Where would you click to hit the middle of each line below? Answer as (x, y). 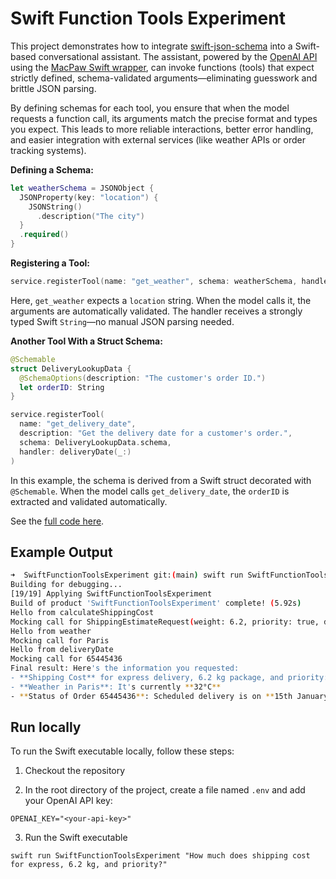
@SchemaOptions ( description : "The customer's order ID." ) (143, 378)
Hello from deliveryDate (62, 650)
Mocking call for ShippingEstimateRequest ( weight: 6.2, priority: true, (165, 622)
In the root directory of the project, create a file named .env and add (165, 790)
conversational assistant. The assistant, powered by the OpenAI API (178, 56)
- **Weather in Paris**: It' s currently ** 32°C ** (116, 687)
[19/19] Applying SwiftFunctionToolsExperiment (111, 594)
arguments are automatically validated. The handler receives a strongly (156, 311)
